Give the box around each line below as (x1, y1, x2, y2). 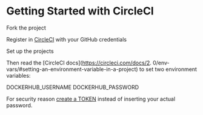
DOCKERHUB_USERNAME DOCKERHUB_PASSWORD (6, 83, 139, 91)
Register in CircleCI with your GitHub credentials (6, 36, 127, 43)
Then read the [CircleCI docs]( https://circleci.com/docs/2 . (6, 59, 151, 66)
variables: (6, 72, 31, 79)
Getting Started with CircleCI (6, 4, 155, 18)
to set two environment (139, 65, 197, 73)
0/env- (152, 59, 170, 66)
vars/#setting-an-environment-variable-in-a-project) (6, 65, 138, 73)
